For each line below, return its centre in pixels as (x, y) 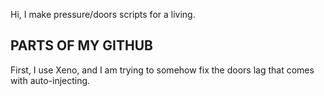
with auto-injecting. (50, 80)
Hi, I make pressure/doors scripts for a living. (103, 14)
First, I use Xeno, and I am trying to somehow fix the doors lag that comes (162, 70)
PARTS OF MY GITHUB (81, 45)
